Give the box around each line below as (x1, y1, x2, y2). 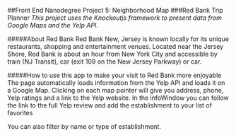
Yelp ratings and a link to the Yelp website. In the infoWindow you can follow (7, 93, 229, 102)
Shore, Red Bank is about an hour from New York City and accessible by (7, 50, 218, 58)
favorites (7, 109, 33, 117)
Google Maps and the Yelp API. (7, 21, 99, 29)
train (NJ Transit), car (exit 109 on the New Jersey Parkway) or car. (7, 57, 202, 66)
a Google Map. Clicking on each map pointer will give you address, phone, (7, 86, 224, 94)
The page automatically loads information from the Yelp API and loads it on (7, 79, 225, 87)
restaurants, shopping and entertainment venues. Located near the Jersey (7, 42, 224, 50)
